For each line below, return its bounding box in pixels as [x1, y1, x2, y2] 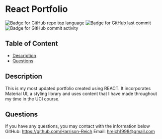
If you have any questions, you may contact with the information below [5, 123, 150, 129]
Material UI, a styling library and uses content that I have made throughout [5, 91, 158, 96]
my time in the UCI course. [5, 95, 60, 102]
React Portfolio [5, 3, 68, 15]
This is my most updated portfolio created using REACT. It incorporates [5, 85, 151, 91]
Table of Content [5, 40, 58, 48]
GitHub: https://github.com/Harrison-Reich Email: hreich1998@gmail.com [5, 129, 155, 135]
